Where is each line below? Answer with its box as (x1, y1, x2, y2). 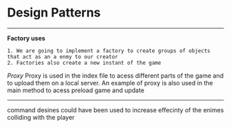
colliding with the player (7, 113, 75, 121)
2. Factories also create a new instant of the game (7, 59, 162, 66)
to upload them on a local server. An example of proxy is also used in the (7, 78, 213, 87)
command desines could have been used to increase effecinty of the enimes (7, 105, 224, 114)
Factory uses (7, 34, 46, 42)
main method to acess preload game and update (7, 86, 144, 94)
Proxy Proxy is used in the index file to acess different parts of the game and (7, 71, 224, 80)
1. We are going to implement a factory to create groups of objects (7, 47, 211, 54)
